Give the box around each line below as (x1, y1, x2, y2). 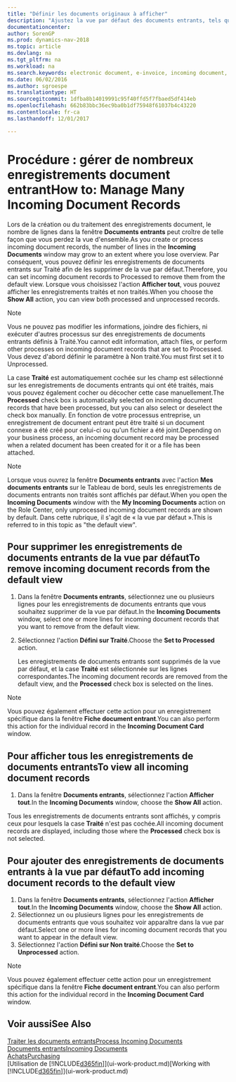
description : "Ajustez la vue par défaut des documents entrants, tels (7, 17, 221, 24)
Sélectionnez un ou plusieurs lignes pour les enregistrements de (17, 911, 204, 918)
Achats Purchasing (7, 1052, 60, 1060)
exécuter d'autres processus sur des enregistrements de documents (7, 329, 206, 338)
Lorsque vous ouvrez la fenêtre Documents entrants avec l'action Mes (7, 475, 214, 484)
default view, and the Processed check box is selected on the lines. (17, 680, 214, 688)
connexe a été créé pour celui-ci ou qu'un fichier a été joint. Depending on (7, 426, 221, 434)
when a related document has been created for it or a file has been (7, 441, 201, 449)
